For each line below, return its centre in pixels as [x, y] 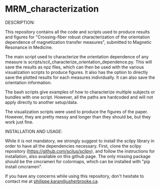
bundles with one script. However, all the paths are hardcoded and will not [79, 97]
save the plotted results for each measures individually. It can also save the [80, 77]
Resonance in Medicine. [29, 47]
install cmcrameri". [24, 167]
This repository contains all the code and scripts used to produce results [78, 32]
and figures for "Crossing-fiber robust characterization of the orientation [78, 37]
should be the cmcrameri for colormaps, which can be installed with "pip [78, 161]
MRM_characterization [52, 9]
